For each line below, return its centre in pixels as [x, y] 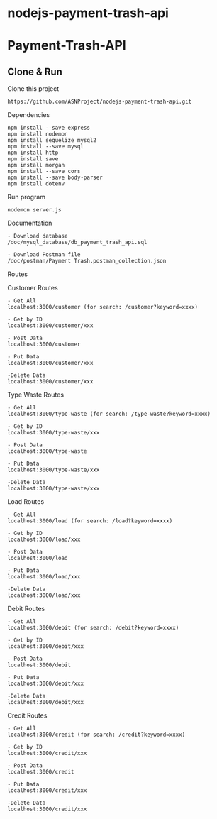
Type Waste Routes [36, 395]
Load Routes [26, 502]
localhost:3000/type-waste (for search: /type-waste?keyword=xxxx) [109, 414]
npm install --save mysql [45, 147]
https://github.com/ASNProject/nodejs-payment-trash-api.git [100, 102]
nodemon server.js [34, 210]
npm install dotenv [36, 184]
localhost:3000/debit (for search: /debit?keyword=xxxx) [93, 628]
